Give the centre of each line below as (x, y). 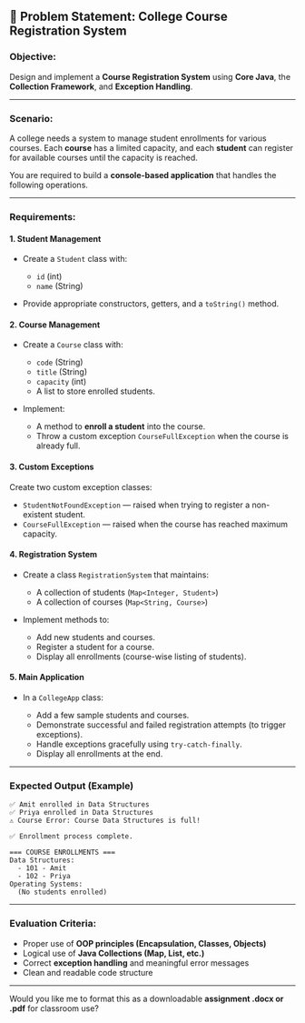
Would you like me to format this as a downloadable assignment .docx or (147, 998)
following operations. (49, 185)
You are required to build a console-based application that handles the (143, 175)
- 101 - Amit (42, 868)
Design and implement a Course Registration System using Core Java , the (150, 76)
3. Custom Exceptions (52, 466)
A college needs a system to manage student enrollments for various (138, 138)
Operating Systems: (46, 884)
